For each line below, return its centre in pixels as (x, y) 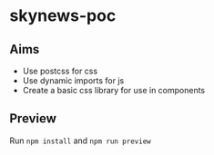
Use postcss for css (60, 71)
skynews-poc (63, 16)
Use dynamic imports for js (73, 81)
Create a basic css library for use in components (114, 90)
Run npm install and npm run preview (81, 140)
